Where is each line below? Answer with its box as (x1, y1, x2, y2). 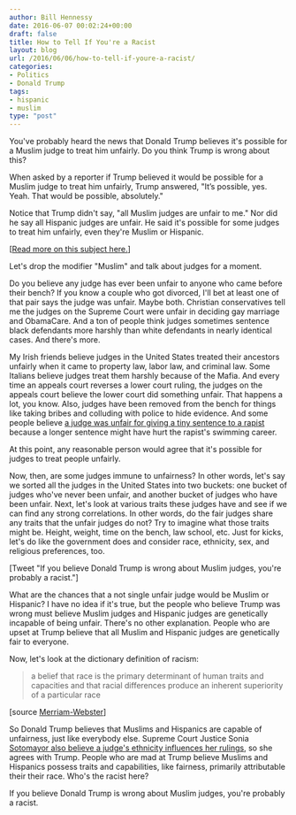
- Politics (9, 71, 49, 80)
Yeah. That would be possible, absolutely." (9, 191, 163, 202)
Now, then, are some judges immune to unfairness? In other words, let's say (9, 471, 285, 481)
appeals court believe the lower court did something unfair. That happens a (9, 389, 283, 400)
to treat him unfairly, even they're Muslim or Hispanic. (9, 227, 205, 237)
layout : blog (9, 46, 57, 55)
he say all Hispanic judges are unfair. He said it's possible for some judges (9, 218, 280, 228)
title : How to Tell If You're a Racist (9, 37, 156, 47)
